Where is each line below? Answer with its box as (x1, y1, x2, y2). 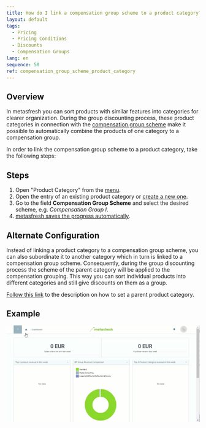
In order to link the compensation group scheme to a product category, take (6, 146, 198, 153)
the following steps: (6, 152, 56, 159)
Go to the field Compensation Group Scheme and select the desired (15, 199, 189, 207)
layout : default (6, 16, 48, 23)
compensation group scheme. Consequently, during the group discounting (6, 259, 195, 267)
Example (6, 308, 40, 319)
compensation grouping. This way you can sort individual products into (6, 272, 186, 280)
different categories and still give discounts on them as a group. (6, 279, 167, 286)
